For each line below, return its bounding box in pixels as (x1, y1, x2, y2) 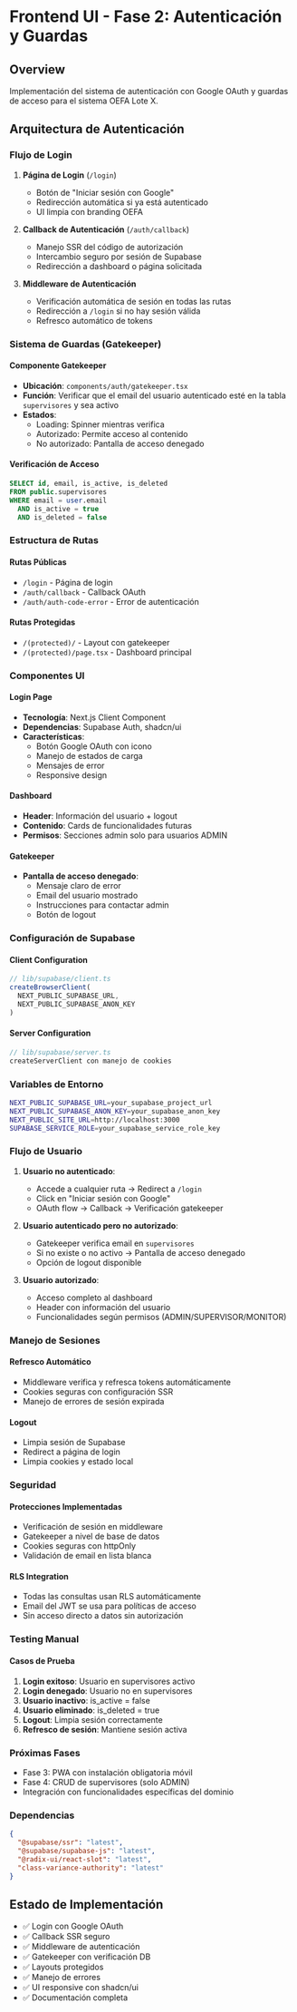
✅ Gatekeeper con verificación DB (22, 1951, 151, 1962)
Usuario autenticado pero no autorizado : (22, 1220, 178, 1230)
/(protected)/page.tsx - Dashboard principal (22, 646, 192, 657)
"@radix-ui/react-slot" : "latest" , (17, 1854, 152, 1864)
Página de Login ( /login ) (22, 170, 118, 180)
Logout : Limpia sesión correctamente (22, 1714, 163, 1725)
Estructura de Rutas (9, 534, 100, 547)
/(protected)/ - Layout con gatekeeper (22, 637, 170, 647)
